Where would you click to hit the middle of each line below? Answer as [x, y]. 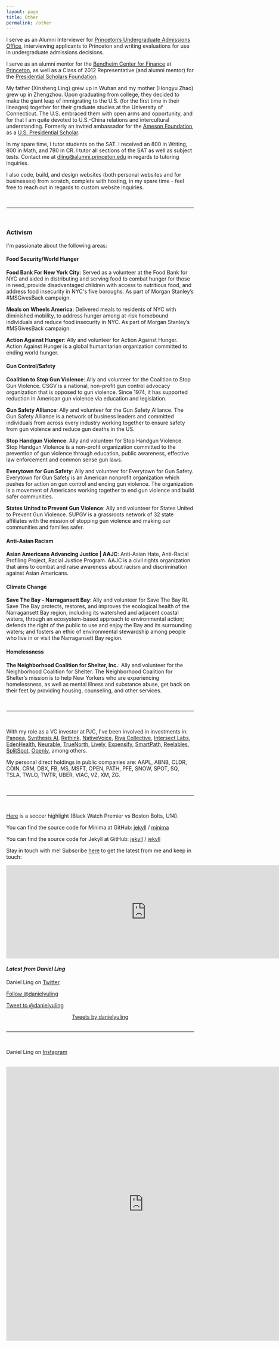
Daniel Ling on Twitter [33, 982]
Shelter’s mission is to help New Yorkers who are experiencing [83, 677]
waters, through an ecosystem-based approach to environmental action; [95, 619]
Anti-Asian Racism [30, 541]
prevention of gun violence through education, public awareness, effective [98, 454]
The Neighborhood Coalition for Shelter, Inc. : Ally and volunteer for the [95, 665]
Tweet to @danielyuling [35, 1005]
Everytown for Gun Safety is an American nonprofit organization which [93, 477]
